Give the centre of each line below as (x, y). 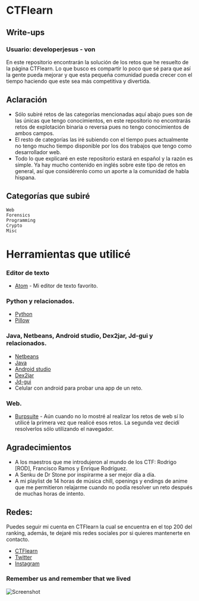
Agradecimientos (39, 448)
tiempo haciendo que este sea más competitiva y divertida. (78, 81)
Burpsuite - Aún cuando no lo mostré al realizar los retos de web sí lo (99, 416)
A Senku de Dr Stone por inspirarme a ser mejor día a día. (85, 474)
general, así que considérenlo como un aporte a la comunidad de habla (102, 171)
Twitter (23, 557)
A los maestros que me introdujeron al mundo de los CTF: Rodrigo (96, 462)
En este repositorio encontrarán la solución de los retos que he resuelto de (97, 62)
